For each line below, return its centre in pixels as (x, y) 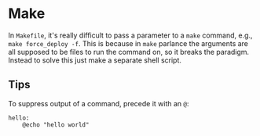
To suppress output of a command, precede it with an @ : (99, 103)
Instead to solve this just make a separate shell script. (95, 60)
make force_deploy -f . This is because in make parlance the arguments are (128, 43)
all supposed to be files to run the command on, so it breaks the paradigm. (129, 52)
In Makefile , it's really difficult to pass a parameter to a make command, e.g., (130, 35)
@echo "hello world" (56, 125)
